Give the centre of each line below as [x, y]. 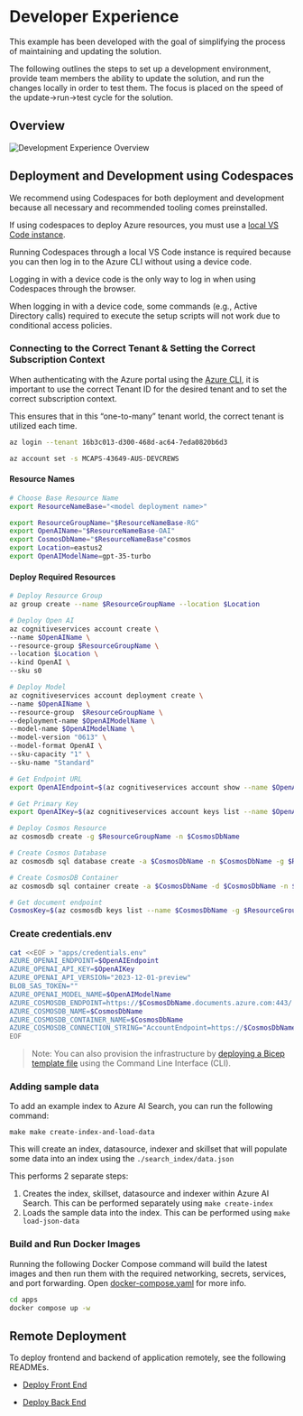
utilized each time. [44, 425]
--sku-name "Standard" [52, 763]
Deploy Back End [54, 1402]
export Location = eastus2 [56, 548]
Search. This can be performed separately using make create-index [147, 1203]
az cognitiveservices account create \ [84, 629]
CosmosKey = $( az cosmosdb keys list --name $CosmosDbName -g [125, 911]
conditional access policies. [61, 325]
